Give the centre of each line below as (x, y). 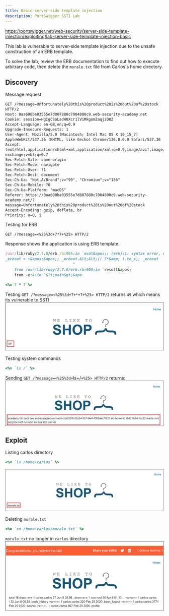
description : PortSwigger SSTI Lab (43, 16)
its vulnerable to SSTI (27, 299)
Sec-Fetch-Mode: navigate (32, 165)
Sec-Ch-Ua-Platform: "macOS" (36, 190)
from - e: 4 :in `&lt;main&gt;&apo (48, 275)
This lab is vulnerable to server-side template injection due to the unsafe (80, 46)
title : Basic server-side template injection (54, 11)
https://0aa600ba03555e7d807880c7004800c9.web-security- (86, 195)
